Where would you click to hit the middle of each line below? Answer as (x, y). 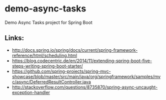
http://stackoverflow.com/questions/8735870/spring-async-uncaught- (85, 87)
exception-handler (31, 92)
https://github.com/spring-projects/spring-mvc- (61, 71)
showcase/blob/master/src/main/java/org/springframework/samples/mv (86, 76)
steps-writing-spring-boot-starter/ (47, 66)
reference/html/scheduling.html (44, 55)
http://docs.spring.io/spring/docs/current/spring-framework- (75, 50)
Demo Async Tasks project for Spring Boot (49, 22)
